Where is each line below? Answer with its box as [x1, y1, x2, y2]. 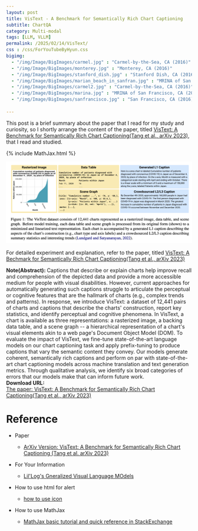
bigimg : [6, 53, 25, 59]
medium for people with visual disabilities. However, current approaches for [6, 279, 190, 286]
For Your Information [14, 461, 65, 468]
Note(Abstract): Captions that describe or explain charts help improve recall [6, 267, 192, 274]
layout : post [6, 9, 38, 15]
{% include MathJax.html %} [6, 150, 76, 157]
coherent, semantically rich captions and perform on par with [6, 354, 155, 361]
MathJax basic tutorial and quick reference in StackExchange [23, 518, 173, 525]
